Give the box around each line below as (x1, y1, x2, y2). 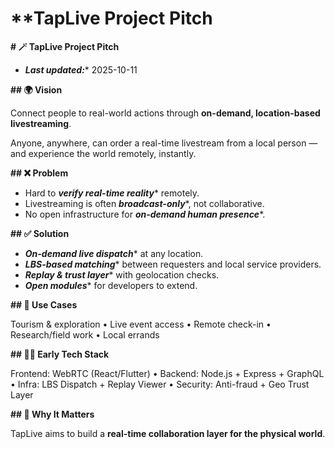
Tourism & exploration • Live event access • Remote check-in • (10, 318, 272, 330)
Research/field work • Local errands (10, 328, 160, 341)
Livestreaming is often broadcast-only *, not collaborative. (24, 197, 265, 209)
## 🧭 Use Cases (10, 298, 78, 311)
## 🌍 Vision (10, 83, 63, 96)
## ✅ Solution (10, 227, 70, 239)
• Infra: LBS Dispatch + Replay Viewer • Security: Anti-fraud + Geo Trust (10, 378, 310, 390)
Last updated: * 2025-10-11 (24, 63, 138, 76)
